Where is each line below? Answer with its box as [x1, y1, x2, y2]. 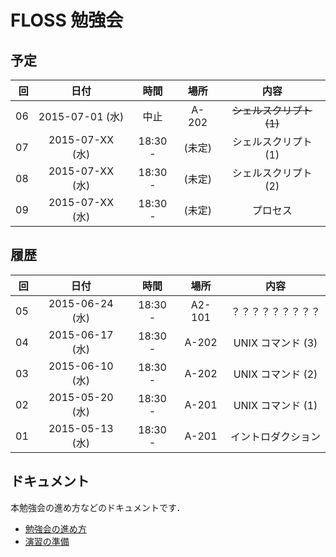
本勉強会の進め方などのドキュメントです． [10, 501, 186, 513]
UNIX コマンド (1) [233, 398, 318, 412]
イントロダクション [229, 429, 321, 443]
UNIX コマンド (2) [233, 367, 318, 381]
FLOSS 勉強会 [10, 9, 124, 32]
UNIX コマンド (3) [233, 336, 318, 350]
